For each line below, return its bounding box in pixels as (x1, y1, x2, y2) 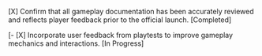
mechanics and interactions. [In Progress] (8, 39, 144, 48)
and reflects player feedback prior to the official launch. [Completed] (8, 15, 232, 24)
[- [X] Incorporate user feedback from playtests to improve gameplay (8, 31, 234, 39)
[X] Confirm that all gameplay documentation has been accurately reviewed (8, 7, 254, 16)
